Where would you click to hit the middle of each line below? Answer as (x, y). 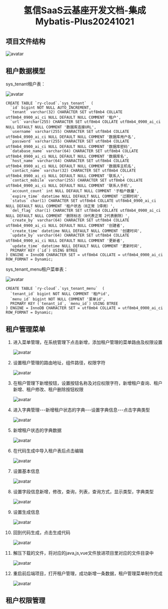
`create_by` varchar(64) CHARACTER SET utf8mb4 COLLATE (70, 220)
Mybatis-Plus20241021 (85, 22)
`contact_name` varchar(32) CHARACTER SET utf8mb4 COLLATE (73, 171)
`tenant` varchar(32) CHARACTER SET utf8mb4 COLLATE (66, 112)
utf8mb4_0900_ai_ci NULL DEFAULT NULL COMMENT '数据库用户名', (71, 137)
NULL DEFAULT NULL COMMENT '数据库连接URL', (51, 127)
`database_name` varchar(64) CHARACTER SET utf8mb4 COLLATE (74, 151)
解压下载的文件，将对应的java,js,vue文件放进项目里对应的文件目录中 (83, 553)
